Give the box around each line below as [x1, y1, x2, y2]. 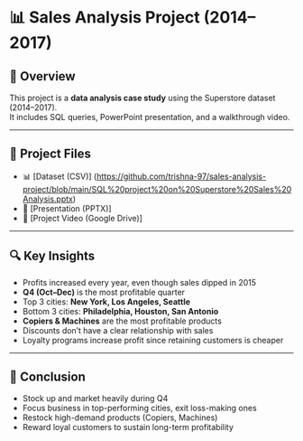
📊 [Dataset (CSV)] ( [22, 171, 97, 182]
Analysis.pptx [22, 193, 74, 204]
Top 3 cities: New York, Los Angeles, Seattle [22, 296, 191, 307]
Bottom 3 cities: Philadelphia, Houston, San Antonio [22, 305, 219, 316]
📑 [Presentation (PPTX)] [22, 202, 112, 213]
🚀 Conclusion [9, 370, 86, 385]
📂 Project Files [9, 146, 92, 162]
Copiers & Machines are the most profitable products [22, 315, 223, 326]
